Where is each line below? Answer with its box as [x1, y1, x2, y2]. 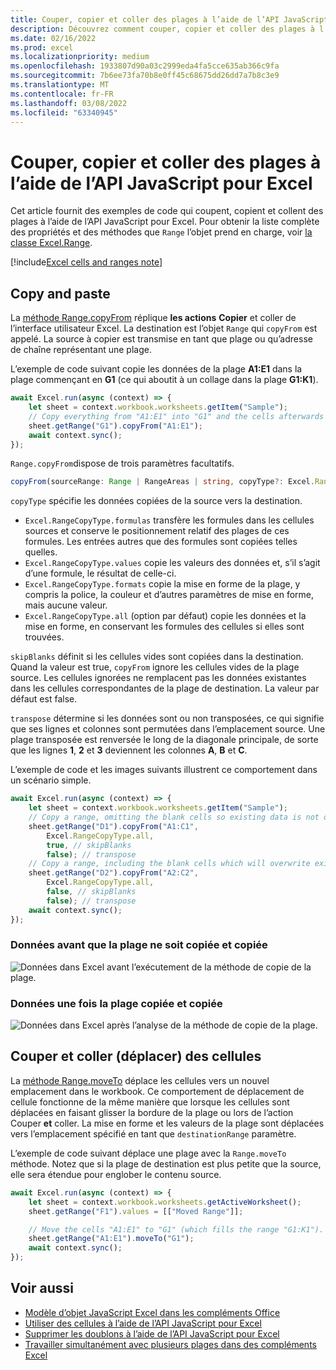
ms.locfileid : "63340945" [10, 107, 118, 118]
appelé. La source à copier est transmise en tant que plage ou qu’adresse [10, 333, 313, 345]
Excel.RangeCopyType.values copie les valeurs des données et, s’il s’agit [24, 557, 321, 569]
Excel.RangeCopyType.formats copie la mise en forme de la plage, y [24, 578, 301, 590]
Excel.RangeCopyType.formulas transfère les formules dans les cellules [24, 514, 315, 526]
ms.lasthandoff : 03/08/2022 [10, 98, 128, 108]
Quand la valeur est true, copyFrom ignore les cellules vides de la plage [10, 661, 300, 673]
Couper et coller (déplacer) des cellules [10, 1048, 262, 1065]
